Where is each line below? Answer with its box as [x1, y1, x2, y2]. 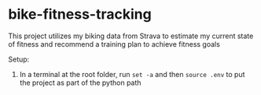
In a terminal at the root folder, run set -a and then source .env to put [19, 69, 245, 79]
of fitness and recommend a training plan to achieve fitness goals [8, 39, 220, 48]
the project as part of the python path [19, 78, 142, 87]
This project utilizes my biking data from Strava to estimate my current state [8, 31, 254, 40]
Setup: [8, 55, 30, 64]
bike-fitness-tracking [8, 5, 152, 23]
